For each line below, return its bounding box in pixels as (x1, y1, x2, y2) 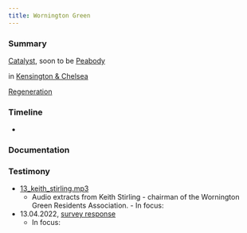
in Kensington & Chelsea (8, 71, 89, 80)
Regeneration (8, 87, 53, 96)
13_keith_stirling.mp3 (19, 184, 89, 193)
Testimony (8, 166, 50, 177)
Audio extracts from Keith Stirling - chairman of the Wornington (31, 192, 240, 202)
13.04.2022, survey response (19, 209, 116, 219)
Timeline (8, 107, 43, 118)
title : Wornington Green (8, 11, 91, 20)
